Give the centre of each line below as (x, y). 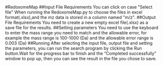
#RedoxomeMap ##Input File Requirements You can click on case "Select (79, 7)
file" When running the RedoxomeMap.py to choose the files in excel (74, 12)
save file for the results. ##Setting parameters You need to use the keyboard (82, 28)
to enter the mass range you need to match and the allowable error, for (76, 33)
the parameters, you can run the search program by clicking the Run (73, 48)
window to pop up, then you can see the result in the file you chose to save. (81, 58)
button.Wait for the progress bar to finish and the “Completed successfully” (81, 53)
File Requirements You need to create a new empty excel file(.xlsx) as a (77, 22)
